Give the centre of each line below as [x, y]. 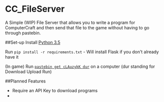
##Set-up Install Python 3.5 [33, 42]
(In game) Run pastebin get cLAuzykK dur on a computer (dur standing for [80, 66]
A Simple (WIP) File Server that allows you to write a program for [70, 22]
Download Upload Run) [29, 71]
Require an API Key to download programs [55, 90]
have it [12, 57]
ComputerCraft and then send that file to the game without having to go [77, 27]
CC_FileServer [35, 9]
